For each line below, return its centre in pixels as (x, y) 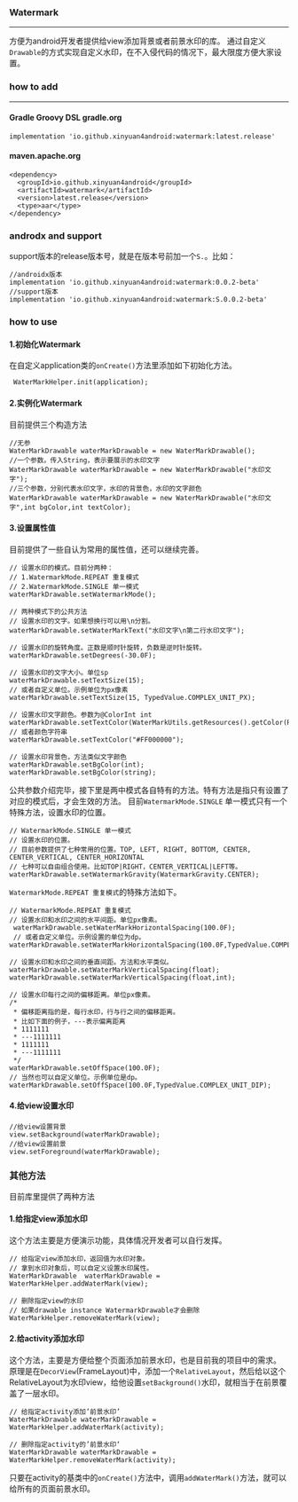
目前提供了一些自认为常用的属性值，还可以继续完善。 (106, 549)
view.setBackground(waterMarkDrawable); (85, 1135)
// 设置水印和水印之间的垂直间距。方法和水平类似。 (91, 962)
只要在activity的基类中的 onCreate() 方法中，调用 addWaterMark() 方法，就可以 (148, 1477)
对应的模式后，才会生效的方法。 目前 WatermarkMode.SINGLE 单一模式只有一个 (149, 801)
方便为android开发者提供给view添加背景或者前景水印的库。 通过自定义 (137, 41)
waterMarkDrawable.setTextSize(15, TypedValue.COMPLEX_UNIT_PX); (132, 697)
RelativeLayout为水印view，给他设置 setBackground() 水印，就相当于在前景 (144, 1382)
